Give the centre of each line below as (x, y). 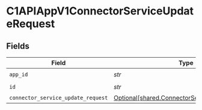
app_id (19, 74)
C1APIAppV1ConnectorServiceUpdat (100, 11)
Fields (18, 46)
